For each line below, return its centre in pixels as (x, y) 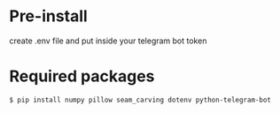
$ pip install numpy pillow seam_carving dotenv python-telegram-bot (140, 100)
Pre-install (49, 16)
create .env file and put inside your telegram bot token (108, 41)
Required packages (82, 76)
